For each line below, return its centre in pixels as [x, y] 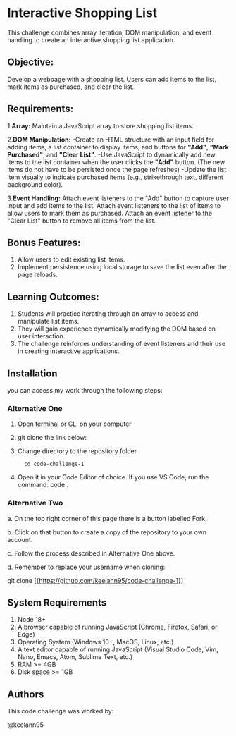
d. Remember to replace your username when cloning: [86, 567]
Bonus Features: [44, 242]
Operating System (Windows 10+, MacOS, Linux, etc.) [95, 642]
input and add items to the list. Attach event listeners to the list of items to [114, 205]
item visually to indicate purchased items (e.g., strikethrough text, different [115, 177]
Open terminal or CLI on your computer [74, 424]
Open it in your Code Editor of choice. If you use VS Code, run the [113, 477]
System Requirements [57, 602]
